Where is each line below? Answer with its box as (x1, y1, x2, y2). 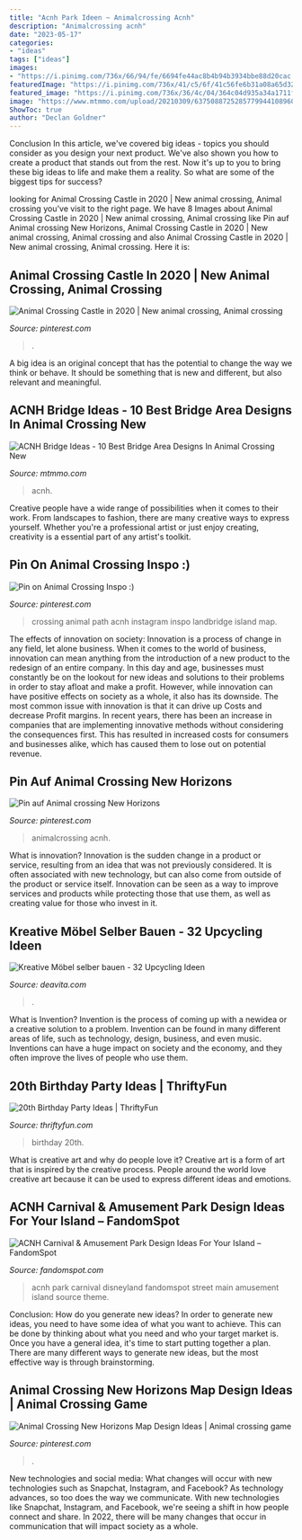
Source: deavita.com (9, 979, 87, 990)
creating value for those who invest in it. (9, 898, 158, 909)
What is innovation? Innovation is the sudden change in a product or (9, 850, 262, 861)
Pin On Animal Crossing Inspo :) (9, 557, 191, 573)
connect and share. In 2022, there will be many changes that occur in (9, 1511, 267, 1522)
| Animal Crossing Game (9, 1397, 148, 1412)
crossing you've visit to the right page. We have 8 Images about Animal (9, 203, 273, 214)
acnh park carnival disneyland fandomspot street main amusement (31, 1282, 280, 1293)
